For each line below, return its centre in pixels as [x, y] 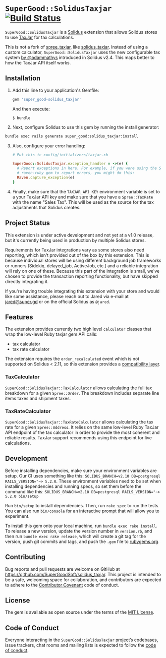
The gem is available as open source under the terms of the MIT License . [80, 612]
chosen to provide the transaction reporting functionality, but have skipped [82, 276]
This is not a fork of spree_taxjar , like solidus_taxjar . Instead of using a [77, 47]
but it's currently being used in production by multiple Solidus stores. [76, 240]
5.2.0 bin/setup [22, 496]
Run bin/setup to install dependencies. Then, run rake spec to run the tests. [82, 505]
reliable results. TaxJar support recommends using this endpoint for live [79, 437]
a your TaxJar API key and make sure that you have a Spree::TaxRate [83, 197]
